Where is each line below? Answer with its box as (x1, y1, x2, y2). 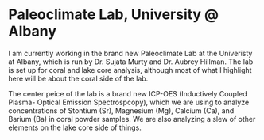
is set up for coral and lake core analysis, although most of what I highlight (8, 65, 252, 74)
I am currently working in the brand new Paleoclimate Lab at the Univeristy (8, 48, 253, 58)
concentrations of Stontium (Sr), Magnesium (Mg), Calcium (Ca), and (8, 105, 235, 115)
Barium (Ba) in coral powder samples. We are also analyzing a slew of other (8, 114, 256, 123)
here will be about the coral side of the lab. (8, 74, 149, 83)
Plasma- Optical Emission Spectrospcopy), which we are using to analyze (8, 97, 250, 107)
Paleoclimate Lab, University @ (8, 6, 219, 24)
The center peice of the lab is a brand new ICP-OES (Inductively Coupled (8, 89, 248, 98)
